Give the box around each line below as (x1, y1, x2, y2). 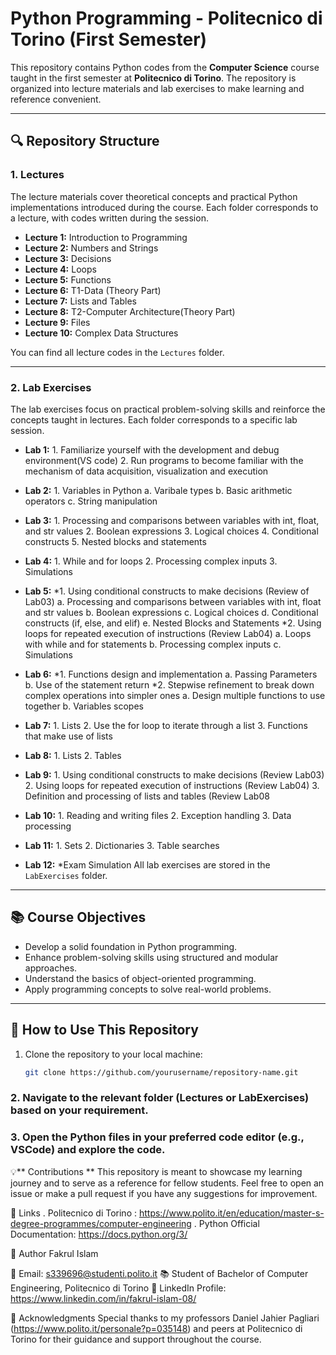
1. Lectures (10, 168, 65, 182)
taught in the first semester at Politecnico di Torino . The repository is (10, 72, 297, 84)
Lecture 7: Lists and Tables (24, 295, 137, 307)
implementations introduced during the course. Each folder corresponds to (10, 201, 319, 213)
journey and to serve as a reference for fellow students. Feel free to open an (10, 1177, 325, 1189)
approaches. (24, 962, 78, 974)
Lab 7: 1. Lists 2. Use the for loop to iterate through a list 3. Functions (24, 719, 308, 731)
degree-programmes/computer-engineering (10, 1217, 192, 1229)
